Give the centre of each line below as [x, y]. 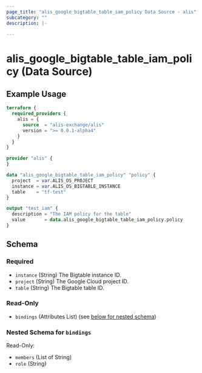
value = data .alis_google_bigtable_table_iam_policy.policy [97, 220]
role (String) [31, 364]
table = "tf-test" [39, 192]
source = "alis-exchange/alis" [63, 125]
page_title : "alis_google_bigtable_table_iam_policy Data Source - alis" [102, 12]
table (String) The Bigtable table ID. [59, 287]
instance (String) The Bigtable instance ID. [68, 275]
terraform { [21, 108]
